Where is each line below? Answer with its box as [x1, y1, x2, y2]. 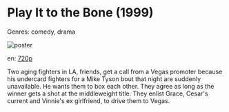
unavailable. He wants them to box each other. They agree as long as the [7, 82, 215, 90]
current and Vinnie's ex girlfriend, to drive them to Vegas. [7, 96, 170, 104]
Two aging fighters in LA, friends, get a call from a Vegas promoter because [7, 67, 223, 76]
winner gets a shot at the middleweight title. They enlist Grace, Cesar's [7, 89, 208, 98]
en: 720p [7, 54, 33, 63]
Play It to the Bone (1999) [7, 5, 154, 21]
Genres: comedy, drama [7, 27, 76, 36]
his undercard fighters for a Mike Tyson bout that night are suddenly [7, 74, 201, 83]
